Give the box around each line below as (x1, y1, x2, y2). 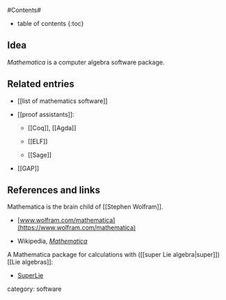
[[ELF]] (27, 137, 48, 145)
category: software (7, 285, 62, 293)
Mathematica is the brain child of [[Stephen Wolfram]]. (7, 203, 163, 211)
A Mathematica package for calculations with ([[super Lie (7, 251, 172, 259)
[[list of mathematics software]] (17, 97, 108, 105)
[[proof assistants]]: (17, 110, 74, 118)
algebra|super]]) (172, 251, 220, 259)
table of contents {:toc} (17, 19, 84, 27)
